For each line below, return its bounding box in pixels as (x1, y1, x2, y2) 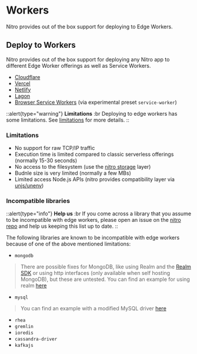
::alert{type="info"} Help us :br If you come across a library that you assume (6, 210, 192, 217)
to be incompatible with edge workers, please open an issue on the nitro (6, 217, 181, 224)
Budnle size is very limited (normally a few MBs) (14, 169, 131, 177)
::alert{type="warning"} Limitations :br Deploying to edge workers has (6, 110, 178, 117)
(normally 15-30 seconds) (14, 157, 78, 164)
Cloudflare (14, 73, 41, 80)
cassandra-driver (14, 336, 58, 342)
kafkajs (14, 343, 34, 349)
